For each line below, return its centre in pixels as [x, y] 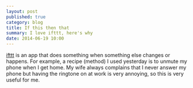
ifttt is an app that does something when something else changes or [88, 55]
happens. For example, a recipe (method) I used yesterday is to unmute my [97, 61]
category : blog [25, 22]
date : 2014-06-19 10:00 [35, 38]
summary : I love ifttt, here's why [50, 33]
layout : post [22, 11]
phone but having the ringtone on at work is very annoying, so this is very [95, 74]
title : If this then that [38, 28]
